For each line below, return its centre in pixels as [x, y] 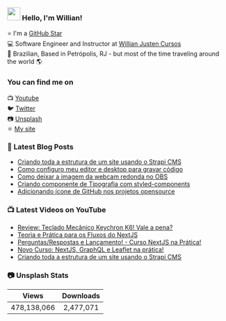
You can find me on [40, 82]
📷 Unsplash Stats [38, 276]
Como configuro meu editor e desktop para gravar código [100, 169]
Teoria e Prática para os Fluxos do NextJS [78, 235]
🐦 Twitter [22, 108]
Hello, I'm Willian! [52, 17]
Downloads [81, 296]
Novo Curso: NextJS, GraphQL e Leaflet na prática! [90, 249]
